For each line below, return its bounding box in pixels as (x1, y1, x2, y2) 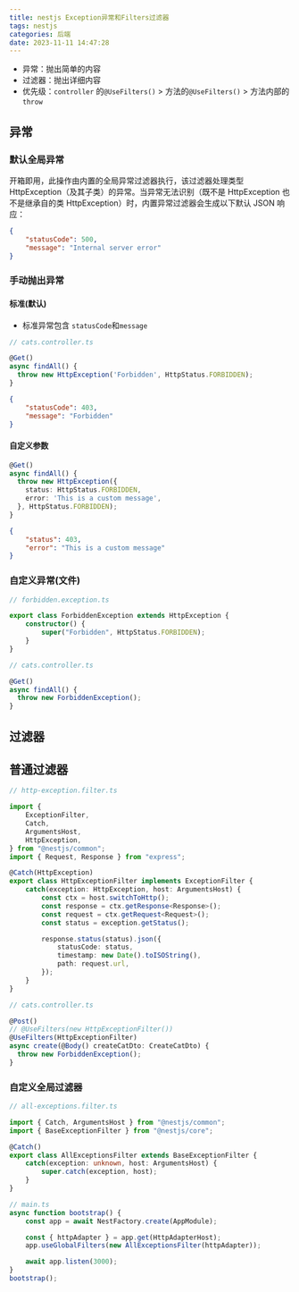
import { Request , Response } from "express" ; (9, 852, 186, 861)
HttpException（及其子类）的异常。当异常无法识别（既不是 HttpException (9, 186, 280, 197)
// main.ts (9, 1200, 50, 1209)
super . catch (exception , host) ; (41, 1168, 158, 1177)
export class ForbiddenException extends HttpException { (9, 612, 229, 621)
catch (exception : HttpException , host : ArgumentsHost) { (25, 885, 242, 894)
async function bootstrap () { (9, 1208, 122, 1217)
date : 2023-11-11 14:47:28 (9, 38, 110, 47)
